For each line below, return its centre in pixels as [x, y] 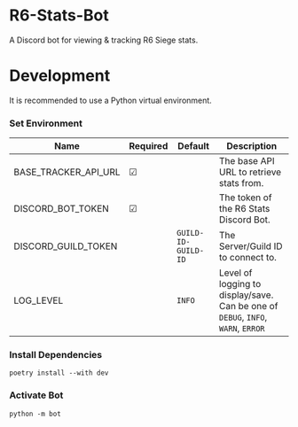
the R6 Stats [244, 209]
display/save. [246, 295]
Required [149, 146]
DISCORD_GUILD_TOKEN [66, 246]
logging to [240, 284]
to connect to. [248, 258]
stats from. [241, 183]
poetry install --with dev [59, 373]
